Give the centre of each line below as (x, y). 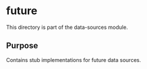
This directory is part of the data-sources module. (67, 27)
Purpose (22, 46)
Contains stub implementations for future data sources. (73, 60)
